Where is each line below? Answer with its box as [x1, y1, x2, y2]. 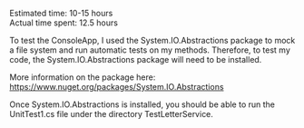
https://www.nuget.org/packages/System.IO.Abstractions [9, 82, 224, 92]
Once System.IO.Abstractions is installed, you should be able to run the [9, 99, 275, 110]
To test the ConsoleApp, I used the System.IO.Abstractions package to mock [9, 35, 296, 45]
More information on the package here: [9, 72, 156, 83]
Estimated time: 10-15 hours [9, 8, 113, 18]
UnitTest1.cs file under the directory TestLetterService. [9, 109, 213, 119]
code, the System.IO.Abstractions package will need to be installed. [9, 54, 262, 64]
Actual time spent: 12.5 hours [9, 17, 118, 28]
